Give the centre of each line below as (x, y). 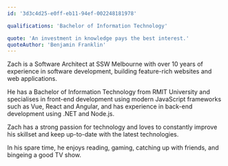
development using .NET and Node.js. (61, 114)
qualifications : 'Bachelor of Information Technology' (87, 26)
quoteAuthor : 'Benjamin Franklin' (57, 45)
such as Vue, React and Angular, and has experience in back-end (100, 106)
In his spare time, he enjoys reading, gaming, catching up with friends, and (113, 147)
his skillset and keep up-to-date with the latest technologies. (93, 134)
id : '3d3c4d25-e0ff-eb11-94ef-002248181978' (72, 13)
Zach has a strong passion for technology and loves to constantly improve (112, 127)
